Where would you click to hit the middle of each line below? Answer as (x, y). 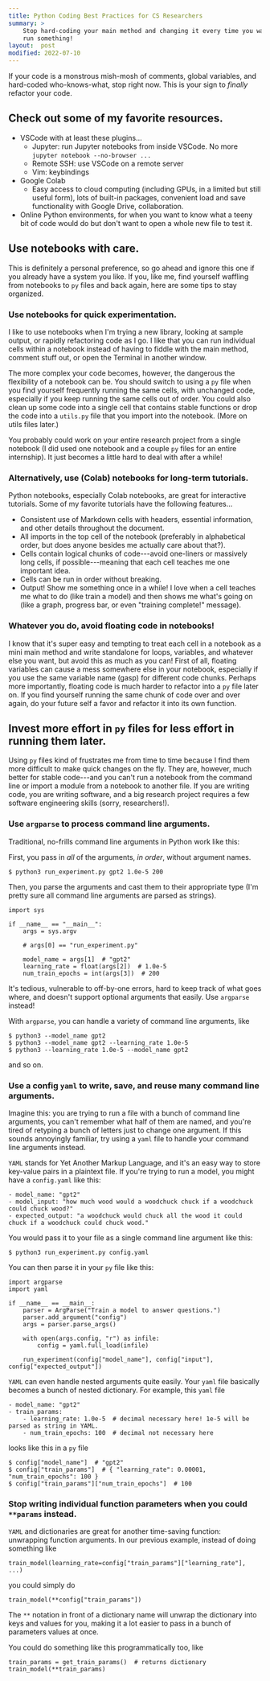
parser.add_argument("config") (75, 1317)
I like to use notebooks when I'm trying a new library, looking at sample (126, 331)
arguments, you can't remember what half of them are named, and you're (130, 1121)
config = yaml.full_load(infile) (93, 1345)
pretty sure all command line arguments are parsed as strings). (112, 895)
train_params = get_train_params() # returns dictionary (107, 1663)
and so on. (26, 1064)
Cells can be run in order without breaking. (91, 579)
